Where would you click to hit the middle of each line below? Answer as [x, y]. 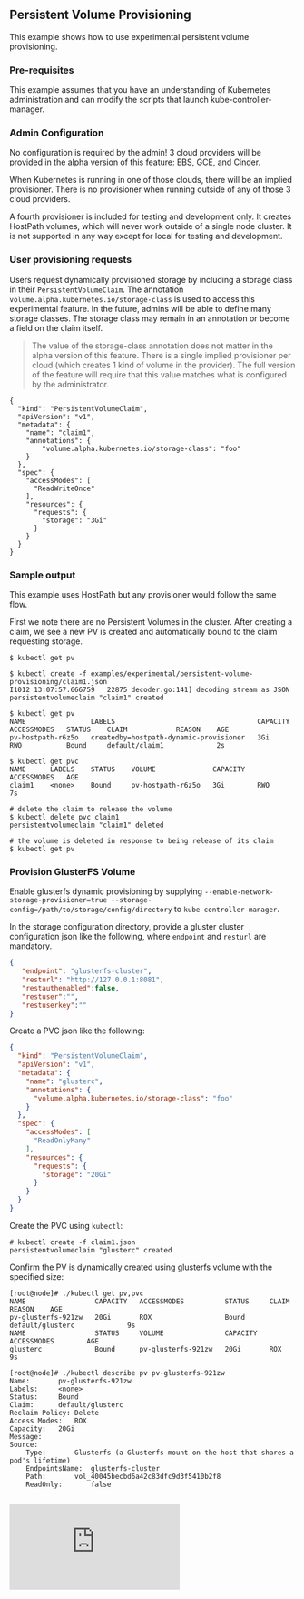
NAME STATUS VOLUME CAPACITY [133, 1333]
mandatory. [31, 946]
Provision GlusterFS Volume [73, 871]
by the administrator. [70, 384]
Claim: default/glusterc [67, 1404]
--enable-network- [239, 892]
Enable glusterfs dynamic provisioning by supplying [106, 891]
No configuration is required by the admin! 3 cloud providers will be [135, 153]
